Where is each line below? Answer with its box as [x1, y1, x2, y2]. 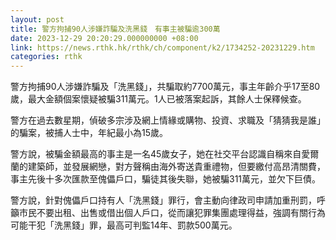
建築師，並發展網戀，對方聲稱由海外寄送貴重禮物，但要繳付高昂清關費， [27, 161, 326, 173]
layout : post [10, 14, 65, 25]
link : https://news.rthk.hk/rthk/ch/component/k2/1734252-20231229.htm [10, 42, 315, 53]
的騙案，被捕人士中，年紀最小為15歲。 [10, 127, 168, 139]
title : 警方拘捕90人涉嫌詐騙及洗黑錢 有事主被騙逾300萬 [10, 24, 221, 34]
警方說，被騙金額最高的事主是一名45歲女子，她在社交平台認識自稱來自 [10, 148, 302, 160]
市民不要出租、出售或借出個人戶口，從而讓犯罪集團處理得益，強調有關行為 [18, 207, 326, 219]
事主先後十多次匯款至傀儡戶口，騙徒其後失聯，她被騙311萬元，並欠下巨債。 [10, 173, 322, 185]
